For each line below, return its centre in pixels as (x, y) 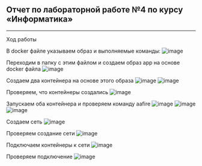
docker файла (23, 69)
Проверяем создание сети (41, 133)
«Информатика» (40, 19)
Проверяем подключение (40, 156)
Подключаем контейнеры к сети (48, 145)
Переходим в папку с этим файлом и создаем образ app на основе (93, 62)
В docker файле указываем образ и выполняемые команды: (84, 51)
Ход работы (22, 39)
